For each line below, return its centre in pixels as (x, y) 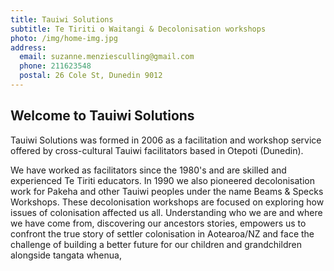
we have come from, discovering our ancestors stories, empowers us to (158, 223)
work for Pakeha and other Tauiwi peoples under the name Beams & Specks (167, 191)
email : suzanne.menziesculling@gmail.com (107, 57)
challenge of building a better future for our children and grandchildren (156, 244)
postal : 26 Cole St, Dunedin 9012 (91, 76)
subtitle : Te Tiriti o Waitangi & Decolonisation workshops (138, 29)
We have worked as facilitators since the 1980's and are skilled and (148, 170)
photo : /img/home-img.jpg (64, 38)
